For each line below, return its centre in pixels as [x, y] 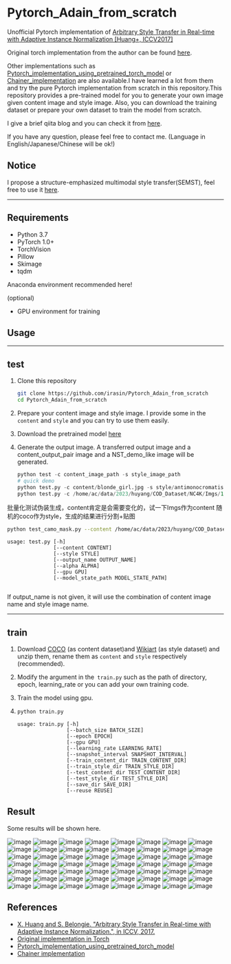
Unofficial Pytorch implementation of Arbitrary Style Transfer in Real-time [111, 32]
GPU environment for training [58, 311]
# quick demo [36, 481]
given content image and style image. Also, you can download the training [112, 102]
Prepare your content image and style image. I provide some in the [111, 413]
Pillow [25, 256]
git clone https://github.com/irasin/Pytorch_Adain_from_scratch [112, 394]
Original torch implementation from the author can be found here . [100, 52]
